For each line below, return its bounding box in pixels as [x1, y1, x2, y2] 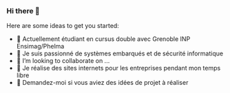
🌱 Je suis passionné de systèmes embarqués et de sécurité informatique [16, 49, 224, 57]
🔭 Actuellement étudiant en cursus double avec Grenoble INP [16, 35, 191, 43]
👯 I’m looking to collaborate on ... [16, 57, 110, 65]
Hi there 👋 [6, 6, 41, 16]
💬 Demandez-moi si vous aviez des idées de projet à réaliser [16, 79, 189, 87]
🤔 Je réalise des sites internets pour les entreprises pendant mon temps [16, 64, 221, 72]
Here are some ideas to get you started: [6, 22, 120, 30]
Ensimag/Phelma [16, 42, 65, 51]
